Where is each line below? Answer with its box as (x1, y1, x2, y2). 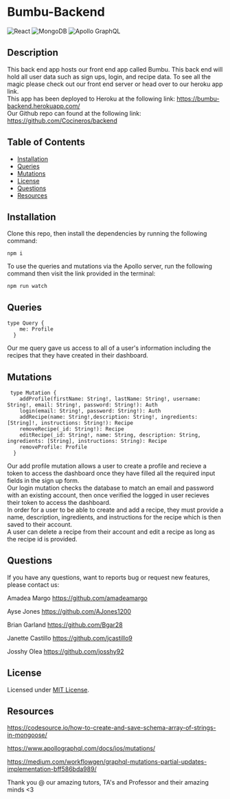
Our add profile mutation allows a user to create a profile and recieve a (7, 462, 207, 470)
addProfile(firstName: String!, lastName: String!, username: (19, 395, 201, 402)
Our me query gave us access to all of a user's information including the (7, 344, 211, 352)
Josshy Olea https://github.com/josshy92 (7, 647, 124, 655)
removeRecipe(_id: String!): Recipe (19, 426, 125, 433)
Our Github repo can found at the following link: (7, 109, 142, 117)
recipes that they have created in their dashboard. (7, 351, 149, 360)
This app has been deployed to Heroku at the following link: (7, 94, 176, 103)
